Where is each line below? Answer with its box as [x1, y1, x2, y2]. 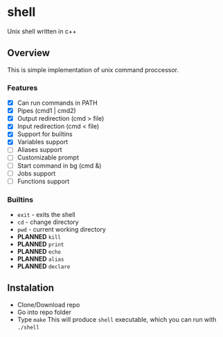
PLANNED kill [17, 233, 61, 241]
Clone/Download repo [17, 300, 80, 309]
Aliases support [17, 146, 62, 154]
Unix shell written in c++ [7, 27, 77, 35]
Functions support [17, 177, 70, 185]
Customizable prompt [17, 153, 80, 162]
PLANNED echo [17, 248, 61, 256]
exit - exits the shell [17, 211, 75, 219]
